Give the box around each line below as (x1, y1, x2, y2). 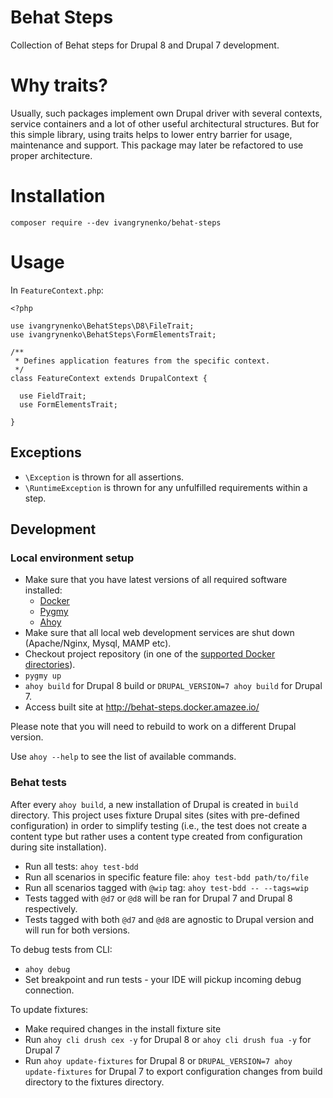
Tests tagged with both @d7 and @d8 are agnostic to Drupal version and (24, 913, 315, 925)
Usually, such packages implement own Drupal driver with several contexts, (10, 107, 323, 119)
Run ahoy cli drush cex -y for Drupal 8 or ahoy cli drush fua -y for (24, 1033, 312, 1045)
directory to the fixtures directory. (24, 1076, 165, 1088)
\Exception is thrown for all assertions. (24, 471, 185, 483)
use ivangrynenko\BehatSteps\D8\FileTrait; (10, 321, 195, 331)
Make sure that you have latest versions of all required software (24, 574, 288, 586)
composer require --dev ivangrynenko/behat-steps (10, 217, 222, 228)
